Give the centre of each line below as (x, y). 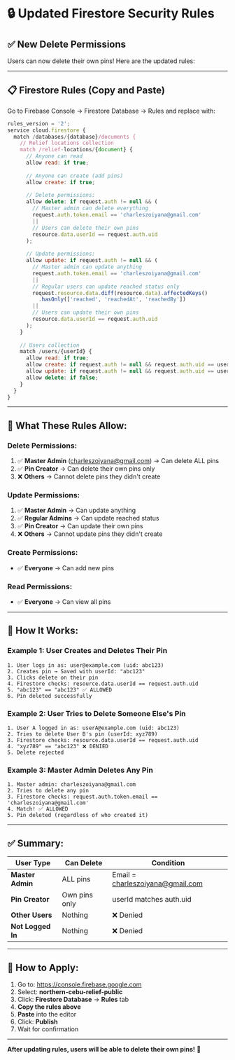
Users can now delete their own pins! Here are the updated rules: (101, 61)
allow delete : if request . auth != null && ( (92, 202)
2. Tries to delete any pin (48, 791)
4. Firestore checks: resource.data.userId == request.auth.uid (103, 684)
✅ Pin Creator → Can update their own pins (80, 526)
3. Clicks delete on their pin (53, 677)
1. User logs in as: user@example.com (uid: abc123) (86, 665)
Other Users (31, 915)
